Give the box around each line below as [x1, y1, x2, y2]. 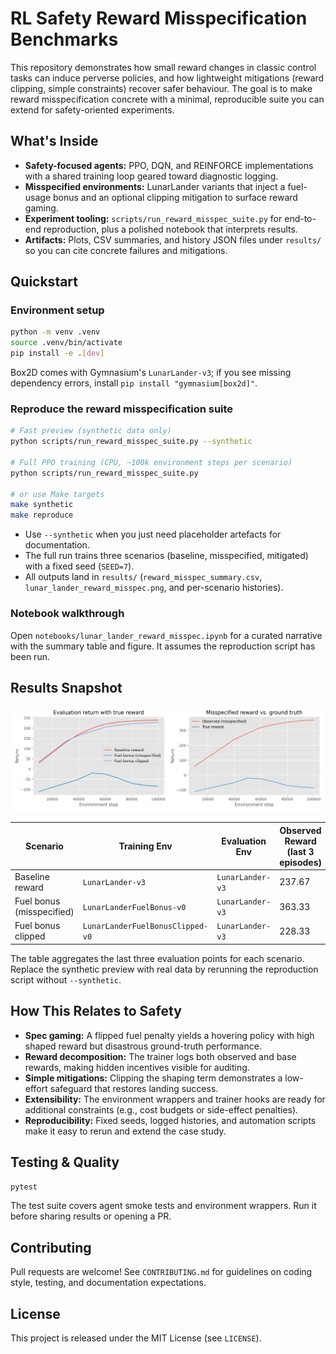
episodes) [279, 856, 323, 868]
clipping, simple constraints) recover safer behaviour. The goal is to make [10, 82, 313, 94]
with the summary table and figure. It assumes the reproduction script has [10, 640, 316, 652]
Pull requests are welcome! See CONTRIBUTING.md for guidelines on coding [10, 1266, 313, 1278]
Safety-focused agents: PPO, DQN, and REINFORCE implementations [24, 159, 314, 171]
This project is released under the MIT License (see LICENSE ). [10, 1332, 262, 1344]
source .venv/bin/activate [10, 338, 123, 348]
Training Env [118, 840, 173, 852]
